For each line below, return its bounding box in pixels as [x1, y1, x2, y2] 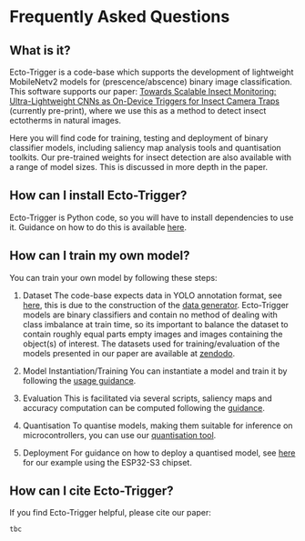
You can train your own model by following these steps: [9, 272, 218, 283]
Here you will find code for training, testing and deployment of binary [9, 133, 269, 143]
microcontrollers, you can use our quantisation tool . [22, 429, 217, 440]
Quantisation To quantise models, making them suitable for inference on [22, 420, 293, 431]
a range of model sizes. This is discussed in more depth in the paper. [9, 162, 269, 172]
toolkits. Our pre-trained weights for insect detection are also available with [9, 152, 292, 163]
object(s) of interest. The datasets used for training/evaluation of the [22, 338, 280, 349]
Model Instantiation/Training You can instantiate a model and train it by [22, 366, 288, 376]
